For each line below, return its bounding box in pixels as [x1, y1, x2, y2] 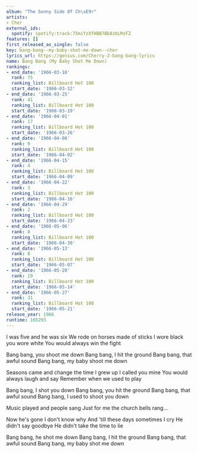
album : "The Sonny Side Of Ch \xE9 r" [6, 8, 97, 15]
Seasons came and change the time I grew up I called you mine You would [6, 368, 188, 376]
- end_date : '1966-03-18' [6, 69, 70, 75]
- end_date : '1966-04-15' [6, 158, 70, 163]
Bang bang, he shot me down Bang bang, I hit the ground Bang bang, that [6, 433, 186, 441]
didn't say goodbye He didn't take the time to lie [6, 422, 123, 429]
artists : [6, 14, 28, 20]
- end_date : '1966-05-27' [6, 290, 70, 295]
